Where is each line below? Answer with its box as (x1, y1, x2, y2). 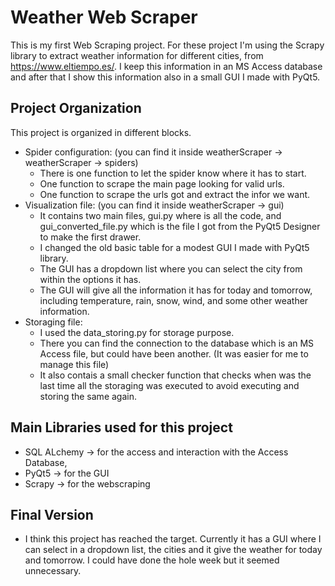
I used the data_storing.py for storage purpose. (39, 326, 235, 338)
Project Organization (10, 100, 142, 117)
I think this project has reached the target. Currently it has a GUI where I (24, 533, 322, 545)
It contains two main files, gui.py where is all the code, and (39, 209, 282, 221)
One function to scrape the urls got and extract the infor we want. (39, 188, 311, 200)
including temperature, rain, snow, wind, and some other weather (39, 294, 309, 306)
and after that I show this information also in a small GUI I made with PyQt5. (10, 71, 321, 83)
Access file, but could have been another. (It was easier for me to (39, 347, 309, 360)
